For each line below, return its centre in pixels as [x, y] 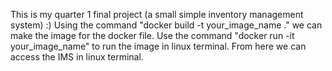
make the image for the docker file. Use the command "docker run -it [152, 35]
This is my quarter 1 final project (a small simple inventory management [157, 14]
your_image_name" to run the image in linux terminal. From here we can [158, 46]
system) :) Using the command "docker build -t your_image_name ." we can [166, 25]
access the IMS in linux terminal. [77, 57]
